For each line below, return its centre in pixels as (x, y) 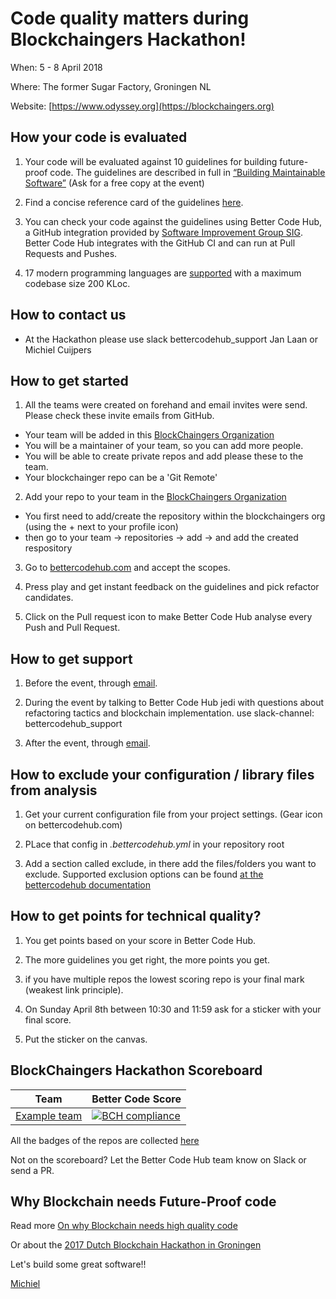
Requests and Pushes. (71, 253)
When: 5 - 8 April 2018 (56, 67)
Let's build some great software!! (78, 1264)
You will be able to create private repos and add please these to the (164, 456)
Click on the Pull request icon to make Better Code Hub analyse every (168, 617)
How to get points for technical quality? (136, 916)
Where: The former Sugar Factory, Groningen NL (111, 86)
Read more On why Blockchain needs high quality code (124, 1226)
